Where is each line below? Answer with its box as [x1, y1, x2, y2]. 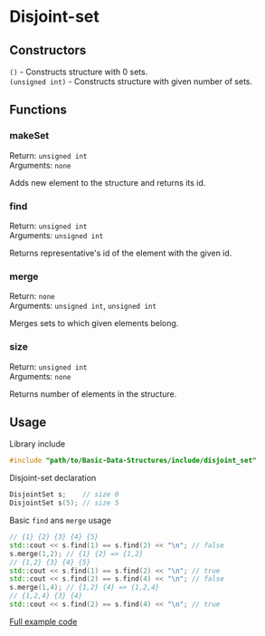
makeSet [9, 130, 50, 142]
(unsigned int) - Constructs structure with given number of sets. [9, 76, 253, 87]
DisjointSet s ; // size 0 [9, 490, 119, 499]
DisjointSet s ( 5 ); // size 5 [9, 498, 119, 508]
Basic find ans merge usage [9, 515, 111, 526]
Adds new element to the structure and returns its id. [9, 177, 206, 188]
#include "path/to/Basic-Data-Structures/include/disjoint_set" [9, 456, 257, 466]
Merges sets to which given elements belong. [9, 318, 179, 329]
